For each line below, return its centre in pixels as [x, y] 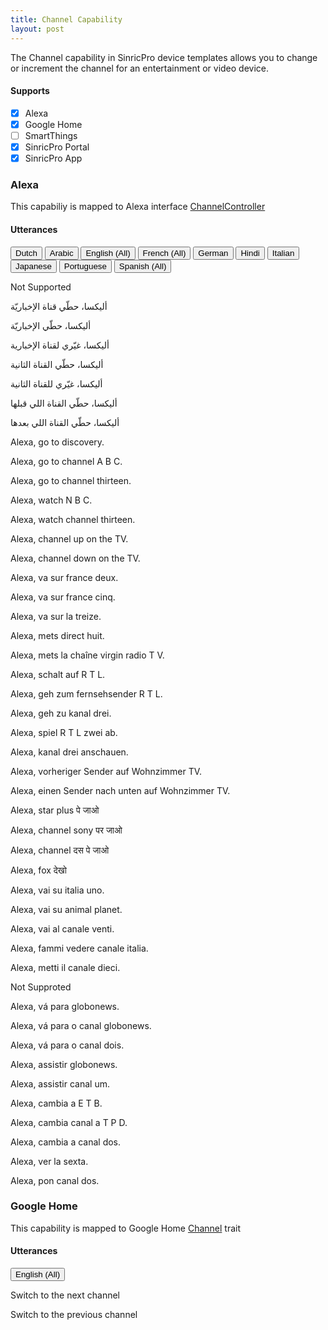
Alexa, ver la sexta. [49, 1161]
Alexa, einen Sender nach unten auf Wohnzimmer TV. [120, 790]
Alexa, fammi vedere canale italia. [79, 948]
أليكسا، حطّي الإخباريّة [51, 325]
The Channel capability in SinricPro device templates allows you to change [164, 57]
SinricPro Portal [57, 147]
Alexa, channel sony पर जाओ [66, 830]
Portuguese [85, 266]
